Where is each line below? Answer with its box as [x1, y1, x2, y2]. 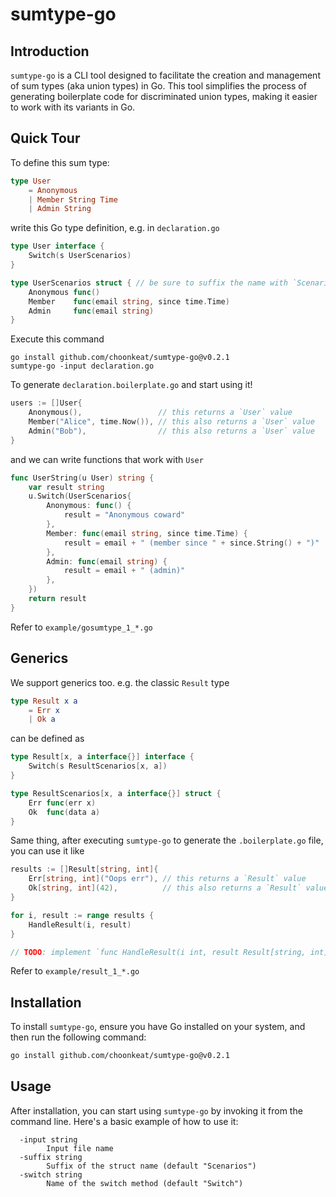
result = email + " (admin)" [63, 566, 186, 576]
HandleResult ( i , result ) [28, 919, 132, 930]
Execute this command [10, 333, 105, 345]
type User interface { [10, 241, 105, 252]
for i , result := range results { [10, 910, 155, 920]
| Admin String [28, 204, 92, 214]
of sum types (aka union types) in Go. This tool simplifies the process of [10, 80, 307, 92]
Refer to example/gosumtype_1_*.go [10, 621, 153, 633]
